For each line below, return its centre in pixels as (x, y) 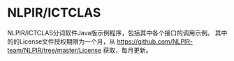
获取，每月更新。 (127, 50)
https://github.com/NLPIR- (155, 41)
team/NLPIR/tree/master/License (54, 50)
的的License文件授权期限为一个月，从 (61, 41)
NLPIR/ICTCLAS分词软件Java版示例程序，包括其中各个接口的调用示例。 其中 (117, 33)
